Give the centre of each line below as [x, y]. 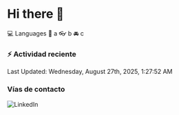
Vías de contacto [36, 90]
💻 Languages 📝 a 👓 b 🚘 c [46, 33]
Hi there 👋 [35, 14]
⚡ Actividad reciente [42, 54]
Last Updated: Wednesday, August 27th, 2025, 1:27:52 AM [90, 72]
